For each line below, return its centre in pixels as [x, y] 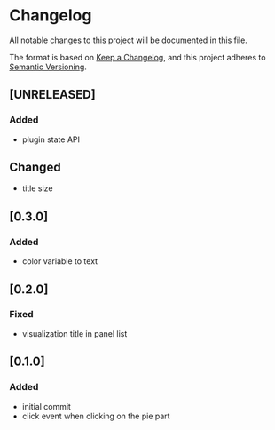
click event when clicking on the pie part [96, 416]
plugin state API [51, 139]
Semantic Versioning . [48, 67]
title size [37, 188]
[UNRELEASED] [52, 95]
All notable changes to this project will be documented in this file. [129, 40]
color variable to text [60, 261]
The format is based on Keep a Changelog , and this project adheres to [137, 57]
